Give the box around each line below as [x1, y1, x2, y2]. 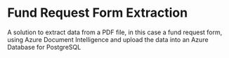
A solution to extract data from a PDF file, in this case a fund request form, [7, 28, 223, 36]
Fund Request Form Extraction [7, 5, 188, 21]
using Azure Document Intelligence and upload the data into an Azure [7, 35, 209, 43]
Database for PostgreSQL [7, 43, 81, 51]
